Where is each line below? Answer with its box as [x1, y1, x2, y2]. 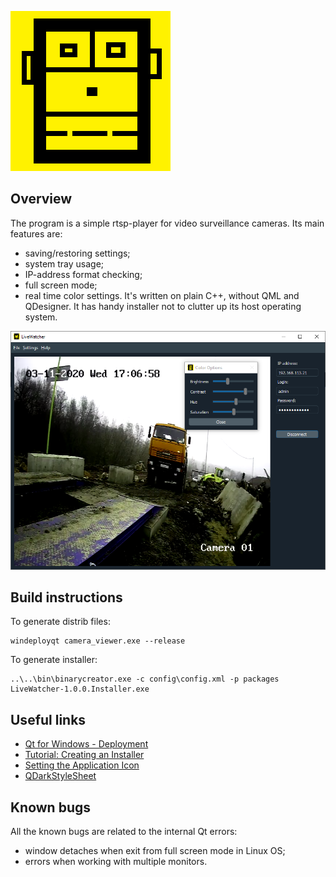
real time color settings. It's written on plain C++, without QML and [24, 289, 300, 301]
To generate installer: [10, 654, 98, 666]
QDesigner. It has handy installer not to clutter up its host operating [24, 300, 302, 312]
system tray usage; [24, 257, 105, 270]
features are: [10, 227, 63, 240]
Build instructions [10, 589, 123, 606]
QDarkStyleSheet [24, 770, 97, 782]
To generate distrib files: [10, 616, 111, 628]
